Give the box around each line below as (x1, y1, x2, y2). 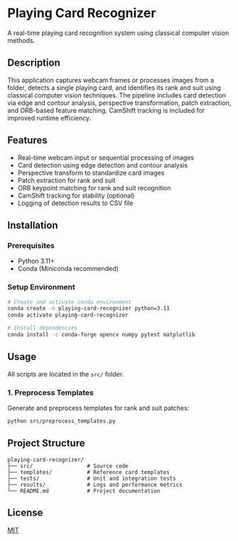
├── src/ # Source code (7, 462, 129, 470)
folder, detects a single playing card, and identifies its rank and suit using (7, 83, 222, 92)
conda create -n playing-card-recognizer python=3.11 (7, 305, 171, 312)
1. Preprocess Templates (7, 387, 94, 397)
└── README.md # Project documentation (7, 487, 161, 495)
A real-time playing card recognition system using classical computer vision (7, 29, 229, 37)
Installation (7, 219, 58, 231)
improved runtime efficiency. (7, 113, 92, 122)
